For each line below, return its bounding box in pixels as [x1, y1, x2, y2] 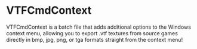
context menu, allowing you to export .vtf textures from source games [6, 29, 178, 36]
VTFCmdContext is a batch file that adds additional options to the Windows [6, 23, 191, 30]
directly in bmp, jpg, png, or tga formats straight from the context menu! [6, 36, 183, 43]
